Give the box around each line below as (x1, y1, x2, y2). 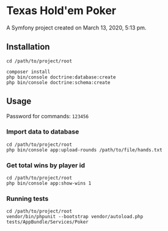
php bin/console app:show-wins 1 (6, 180, 92, 187)
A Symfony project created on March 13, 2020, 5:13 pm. (6, 24, 147, 31)
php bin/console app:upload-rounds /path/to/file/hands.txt (6, 146, 163, 153)
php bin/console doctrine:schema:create (6, 79, 111, 86)
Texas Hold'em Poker (6, 4, 117, 18)
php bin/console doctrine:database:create (6, 74, 116, 80)
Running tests (6, 194, 49, 203)
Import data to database (6, 127, 79, 136)
